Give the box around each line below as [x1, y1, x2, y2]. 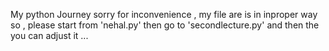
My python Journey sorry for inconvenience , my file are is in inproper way [10, 9, 318, 20]
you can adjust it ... [10, 30, 89, 41]
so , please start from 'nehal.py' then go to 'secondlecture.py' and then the [10, 19, 320, 31]
